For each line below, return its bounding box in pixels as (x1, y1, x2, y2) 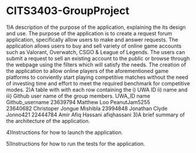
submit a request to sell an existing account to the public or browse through (6, 55, 190, 62)
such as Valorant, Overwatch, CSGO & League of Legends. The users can (6, 48, 185, 55)
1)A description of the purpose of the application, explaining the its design (6, 24, 186, 31)
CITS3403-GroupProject (6, 4, 130, 18)
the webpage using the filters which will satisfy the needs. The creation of (6, 61, 187, 68)
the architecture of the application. (6, 117, 90, 124)
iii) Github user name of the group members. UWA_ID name (6, 92, 151, 99)
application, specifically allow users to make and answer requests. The (6, 36, 178, 43)
